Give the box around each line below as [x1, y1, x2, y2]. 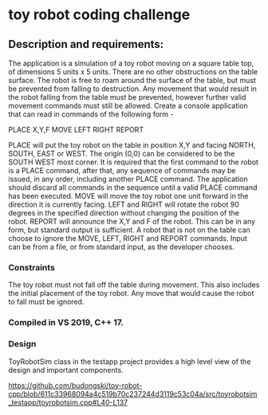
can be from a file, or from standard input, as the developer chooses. [8, 242, 235, 251]
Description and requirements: [8, 38, 164, 51]
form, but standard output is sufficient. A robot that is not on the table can [8, 225, 251, 235]
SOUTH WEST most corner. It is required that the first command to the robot [8, 157, 259, 167]
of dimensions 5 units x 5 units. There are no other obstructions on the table [8, 67, 258, 77]
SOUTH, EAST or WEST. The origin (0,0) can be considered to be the [8, 149, 235, 158]
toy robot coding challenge [8, 6, 191, 24]
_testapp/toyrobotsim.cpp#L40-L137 [8, 397, 128, 407]
